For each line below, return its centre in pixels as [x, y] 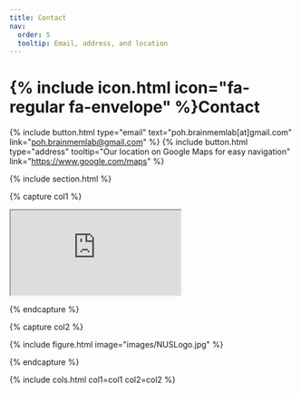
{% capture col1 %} [46, 197]
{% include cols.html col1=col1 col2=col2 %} [93, 380]
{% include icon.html [90, 88]
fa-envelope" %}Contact [164, 108]
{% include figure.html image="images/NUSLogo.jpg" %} [117, 345]
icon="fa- [213, 88]
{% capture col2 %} [47, 327]
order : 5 [34, 34]
